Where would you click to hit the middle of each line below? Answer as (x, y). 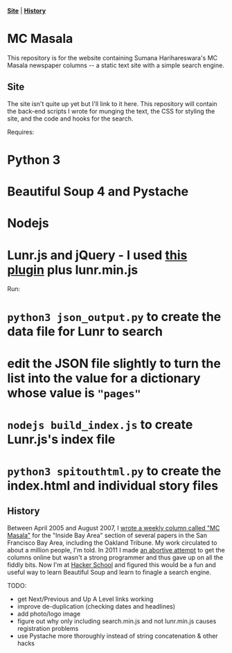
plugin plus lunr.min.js (73, 270)
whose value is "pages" (74, 393)
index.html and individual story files (113, 486)
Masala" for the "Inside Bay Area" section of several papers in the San (107, 535)
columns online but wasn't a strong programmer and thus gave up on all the (115, 557)
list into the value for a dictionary (104, 378)
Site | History (27, 11)
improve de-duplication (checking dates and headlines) (96, 606)
